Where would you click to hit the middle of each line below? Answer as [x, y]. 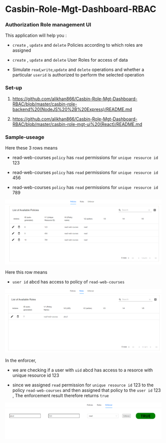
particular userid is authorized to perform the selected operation [78, 75]
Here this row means [26, 272]
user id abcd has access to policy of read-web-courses [68, 281]
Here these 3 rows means [31, 148]
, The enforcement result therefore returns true [60, 396]
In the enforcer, [21, 360]
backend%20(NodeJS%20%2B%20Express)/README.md [72, 109]
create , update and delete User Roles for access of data [70, 60]
